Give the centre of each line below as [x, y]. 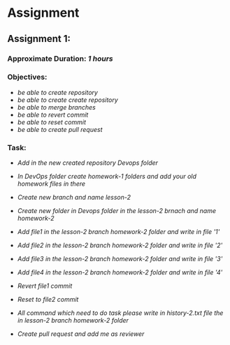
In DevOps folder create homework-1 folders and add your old [107, 177]
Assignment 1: [39, 39]
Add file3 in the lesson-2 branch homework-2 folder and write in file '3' [120, 259]
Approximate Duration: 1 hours [60, 59]
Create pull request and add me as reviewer [81, 334]
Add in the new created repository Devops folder [88, 163]
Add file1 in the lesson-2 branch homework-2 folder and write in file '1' [118, 232]
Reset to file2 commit [48, 300]
